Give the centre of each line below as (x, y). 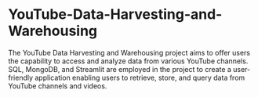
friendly (21, 77)
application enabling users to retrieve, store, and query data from (140, 77)
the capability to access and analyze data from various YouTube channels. (128, 61)
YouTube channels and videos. (58, 86)
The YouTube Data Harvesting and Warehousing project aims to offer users (129, 52)
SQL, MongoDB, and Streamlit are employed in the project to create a (120, 69)
